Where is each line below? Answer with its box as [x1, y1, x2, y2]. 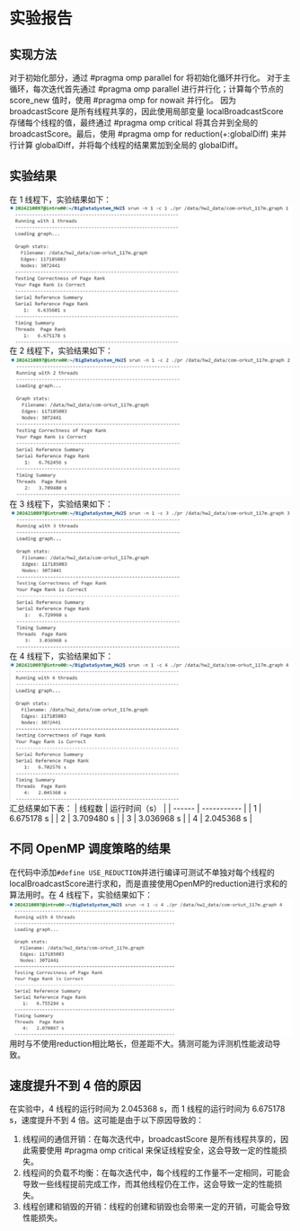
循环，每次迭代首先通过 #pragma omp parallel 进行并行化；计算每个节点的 [9, 84, 285, 94]
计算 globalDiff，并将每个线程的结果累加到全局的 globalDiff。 [16, 140, 243, 150]
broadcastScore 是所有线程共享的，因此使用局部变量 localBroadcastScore [9, 106, 284, 117]
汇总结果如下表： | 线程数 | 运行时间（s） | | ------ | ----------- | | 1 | [9, 803, 262, 814]
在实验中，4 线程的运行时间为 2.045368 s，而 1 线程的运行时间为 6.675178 [9, 1103, 286, 1114]
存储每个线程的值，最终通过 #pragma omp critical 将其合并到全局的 [9, 118, 259, 128]
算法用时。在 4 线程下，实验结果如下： [9, 889, 153, 899]
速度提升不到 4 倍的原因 [9, 1077, 142, 1093]
